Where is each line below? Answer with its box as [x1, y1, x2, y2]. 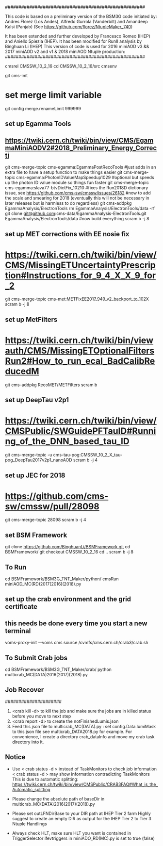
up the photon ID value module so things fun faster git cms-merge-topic [5, 179, 149, 186]
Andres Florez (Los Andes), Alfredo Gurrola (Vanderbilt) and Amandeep [5, 19, 148, 24]
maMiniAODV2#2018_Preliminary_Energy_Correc [5, 144, 157, 152]
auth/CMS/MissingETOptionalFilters [5, 345, 155, 356]
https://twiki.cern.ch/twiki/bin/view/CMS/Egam [5, 136, 154, 145]
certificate [5, 602, 38, 611]
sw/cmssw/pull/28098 [5, 501, 99, 512]
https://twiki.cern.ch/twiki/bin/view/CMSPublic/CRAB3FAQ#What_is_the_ [12, 781, 158, 787]
